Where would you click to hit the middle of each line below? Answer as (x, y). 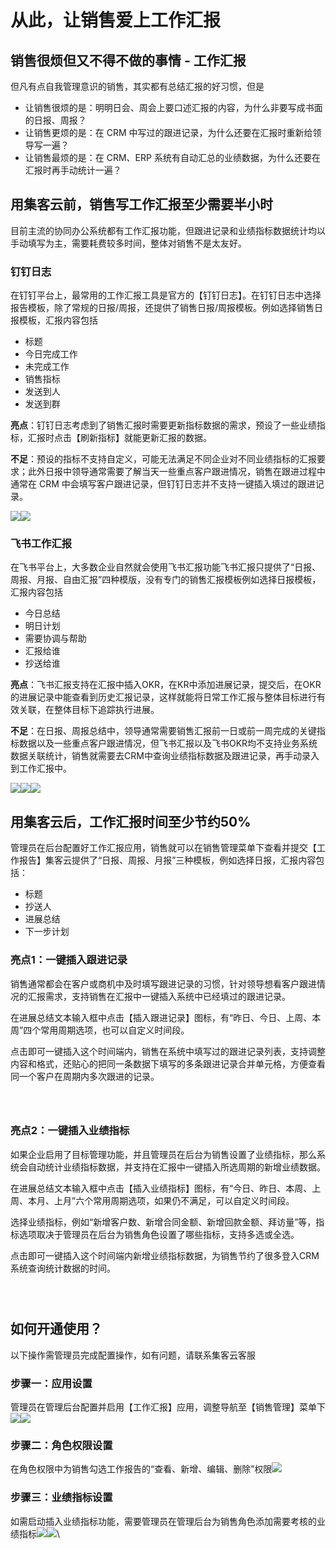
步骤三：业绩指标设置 (61, 1498)
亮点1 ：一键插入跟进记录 (69, 960)
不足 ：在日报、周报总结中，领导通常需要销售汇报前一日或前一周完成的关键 (163, 731)
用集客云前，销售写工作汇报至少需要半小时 (141, 204)
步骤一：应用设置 (51, 1383)
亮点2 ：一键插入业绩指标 (70, 1131)
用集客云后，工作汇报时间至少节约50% (131, 821)
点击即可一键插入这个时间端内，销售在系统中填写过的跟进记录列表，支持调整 (168, 1051)
